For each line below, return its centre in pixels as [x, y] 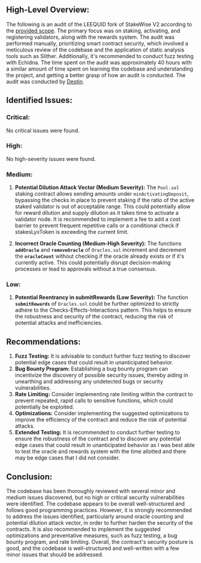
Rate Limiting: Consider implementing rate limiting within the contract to [104, 394]
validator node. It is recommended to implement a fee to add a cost [98, 219]
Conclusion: [29, 477]
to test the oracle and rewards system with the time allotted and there [100, 452]
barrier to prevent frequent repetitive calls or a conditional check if [97, 226]
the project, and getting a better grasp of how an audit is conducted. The [96, 75]
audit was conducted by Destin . [45, 81]
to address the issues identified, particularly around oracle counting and [95, 516]
